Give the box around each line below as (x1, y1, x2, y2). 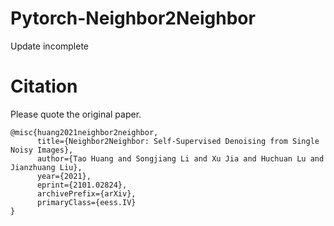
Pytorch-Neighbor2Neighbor (10, 7, 256, 30)
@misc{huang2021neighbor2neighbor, (10, 127, 159, 137)
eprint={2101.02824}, (36, 180, 128, 190)
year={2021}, (36, 171, 92, 181)
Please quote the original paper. (10, 108, 142, 120)
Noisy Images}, (10, 145, 74, 155)
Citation (10, 75, 78, 98)
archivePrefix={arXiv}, (36, 188, 137, 199)
